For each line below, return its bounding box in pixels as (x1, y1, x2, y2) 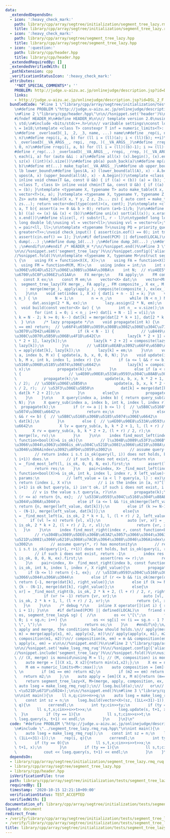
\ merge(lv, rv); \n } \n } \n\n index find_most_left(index (14, 433, 168, 438)
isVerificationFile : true (10, 773, 65, 779)
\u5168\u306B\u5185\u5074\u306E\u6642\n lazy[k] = (14, 362, 148, 367)
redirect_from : (5, 811, 37, 816)
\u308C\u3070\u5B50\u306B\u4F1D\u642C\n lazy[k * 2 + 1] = (14, 334, 166, 339)
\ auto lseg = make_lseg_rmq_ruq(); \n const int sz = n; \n (14, 731, 155, 736)
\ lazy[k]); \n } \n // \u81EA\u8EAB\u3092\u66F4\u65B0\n (14, 343, 166, 348)
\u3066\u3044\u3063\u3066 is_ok (14, 442, 80, 447)
